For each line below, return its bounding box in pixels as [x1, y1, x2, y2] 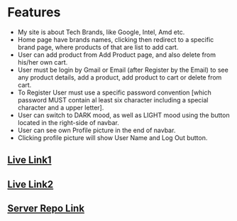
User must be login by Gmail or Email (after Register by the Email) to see [17, 65, 228, 74]
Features [7, 4, 61, 21]
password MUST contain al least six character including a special [17, 95, 209, 104]
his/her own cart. [17, 58, 68, 66]
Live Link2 [7, 178, 54, 190]
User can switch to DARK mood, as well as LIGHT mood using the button [17, 111, 230, 119]
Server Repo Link [7, 203, 85, 215]
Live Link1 [7, 154, 52, 166]
